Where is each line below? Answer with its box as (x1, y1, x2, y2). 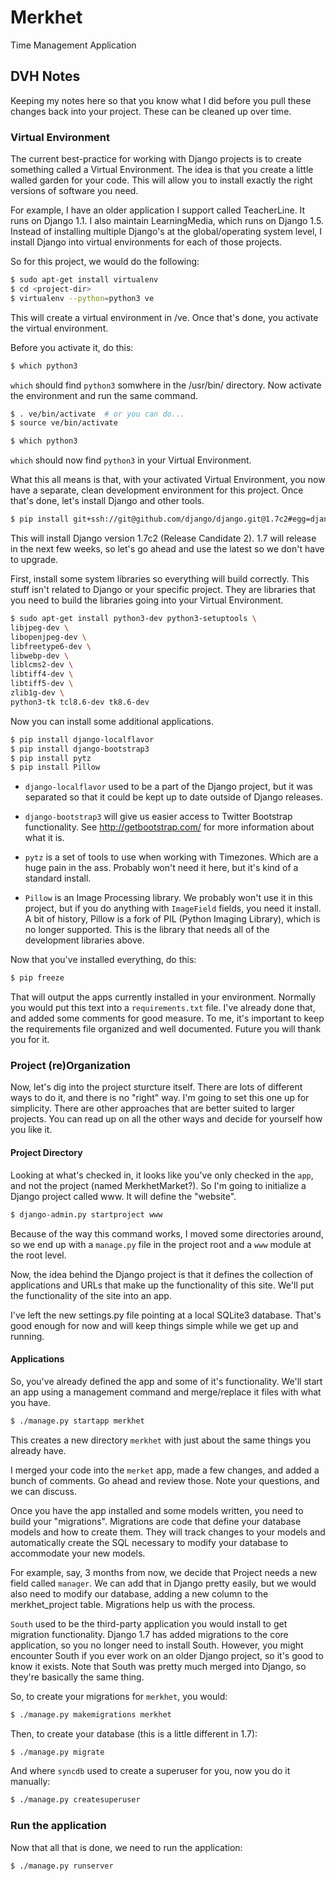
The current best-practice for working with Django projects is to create (10, 153, 302, 165)
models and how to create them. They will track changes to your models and (10, 1526, 326, 1538)
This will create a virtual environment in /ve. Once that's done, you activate (10, 311, 319, 323)
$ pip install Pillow (10, 762, 101, 773)
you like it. (10, 1124, 53, 1136)
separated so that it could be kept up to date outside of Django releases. (24, 791, 323, 803)
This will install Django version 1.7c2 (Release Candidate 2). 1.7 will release (10, 532, 317, 545)
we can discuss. (10, 1485, 77, 1497)
